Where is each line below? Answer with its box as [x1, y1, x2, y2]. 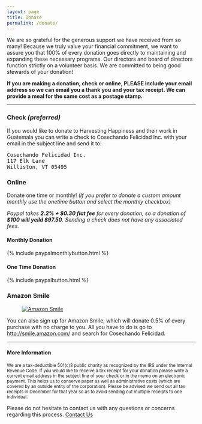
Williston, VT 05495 [7, 163, 68, 170]
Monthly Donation [7, 236, 53, 243]
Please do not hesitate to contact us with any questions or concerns [7, 404, 175, 411]
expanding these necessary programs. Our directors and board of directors [7, 55, 193, 63]
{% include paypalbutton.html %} [7, 277, 89, 284]
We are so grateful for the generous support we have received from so [7, 37, 182, 44]
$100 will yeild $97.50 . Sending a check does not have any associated [7, 216, 183, 223]
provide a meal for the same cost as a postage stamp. [7, 92, 143, 100]
